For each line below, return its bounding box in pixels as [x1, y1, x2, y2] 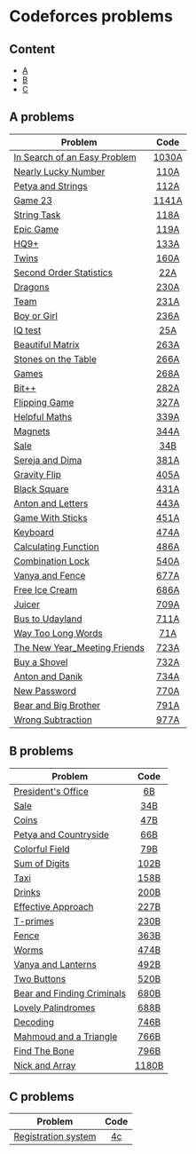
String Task [13, 209, 61, 221]
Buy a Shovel [13, 655, 68, 668]
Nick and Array [13, 1059, 76, 1071]
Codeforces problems [9, 6, 173, 27]
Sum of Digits [13, 857, 70, 869]
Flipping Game [13, 396, 74, 408]
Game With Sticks [13, 511, 88, 524]
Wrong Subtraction [13, 713, 93, 725]
